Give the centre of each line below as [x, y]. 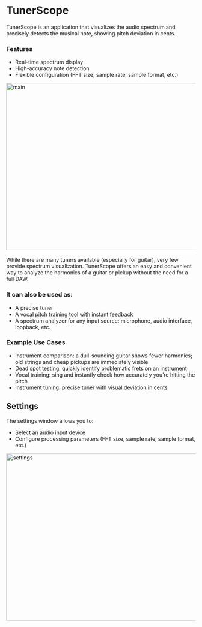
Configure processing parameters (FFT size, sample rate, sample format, [105, 438]
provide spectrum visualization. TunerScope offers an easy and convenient [99, 266]
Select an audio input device [50, 432]
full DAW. [17, 279]
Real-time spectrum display [49, 62]
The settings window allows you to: [50, 420]
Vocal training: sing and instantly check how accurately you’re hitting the [105, 374]
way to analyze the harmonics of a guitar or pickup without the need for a [97, 273]
